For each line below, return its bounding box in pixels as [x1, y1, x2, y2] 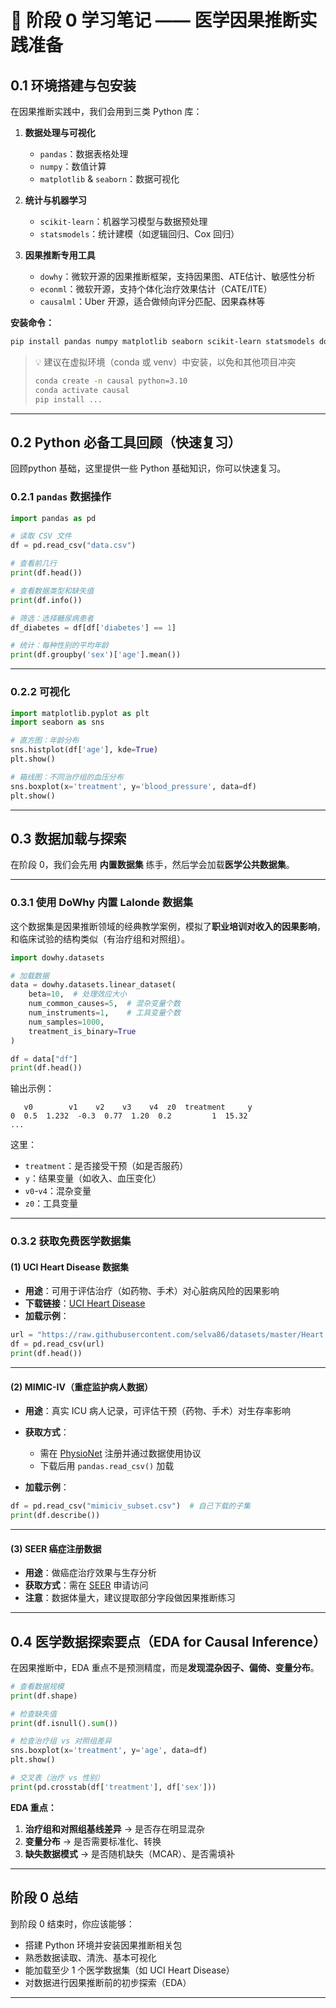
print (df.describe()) [10, 1511, 101, 1521]
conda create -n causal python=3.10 [34, 376, 188, 386]
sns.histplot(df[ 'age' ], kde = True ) [10, 745, 159, 755]
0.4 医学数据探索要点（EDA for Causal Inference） [10, 1633, 327, 1650]
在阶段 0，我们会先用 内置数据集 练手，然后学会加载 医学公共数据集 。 [10, 859, 295, 871]
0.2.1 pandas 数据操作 [10, 490, 112, 504]
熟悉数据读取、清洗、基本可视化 [24, 1951, 157, 1963]
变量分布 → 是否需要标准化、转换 [24, 1835, 162, 1847]
